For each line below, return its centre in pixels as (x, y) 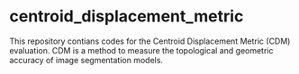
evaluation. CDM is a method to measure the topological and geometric (141, 50)
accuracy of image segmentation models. (86, 60)
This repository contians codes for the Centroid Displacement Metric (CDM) (150, 41)
